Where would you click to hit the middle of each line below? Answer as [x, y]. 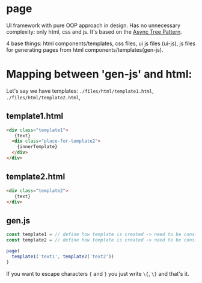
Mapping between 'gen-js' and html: [99, 74]
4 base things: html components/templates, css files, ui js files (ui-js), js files [101, 43]
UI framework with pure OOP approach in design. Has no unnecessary [93, 25]
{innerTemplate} [38, 147]
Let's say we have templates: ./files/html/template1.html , [80, 91]
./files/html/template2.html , [44, 97]
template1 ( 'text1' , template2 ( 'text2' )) [63, 257]
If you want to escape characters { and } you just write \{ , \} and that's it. [98, 273]
